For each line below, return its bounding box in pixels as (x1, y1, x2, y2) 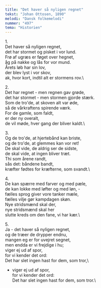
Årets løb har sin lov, (5, 64, 46, 71)
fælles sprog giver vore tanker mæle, (5, 191, 79, 197)
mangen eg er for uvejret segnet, (5, 237, 71, 243)
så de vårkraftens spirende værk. (5, 105, 72, 111)
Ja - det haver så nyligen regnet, (5, 227, 70, 232)
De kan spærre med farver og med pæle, (5, 181, 87, 187)
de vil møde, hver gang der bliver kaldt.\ (5, 120, 85, 127)
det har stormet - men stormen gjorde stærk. (5, 95, 95, 100)
